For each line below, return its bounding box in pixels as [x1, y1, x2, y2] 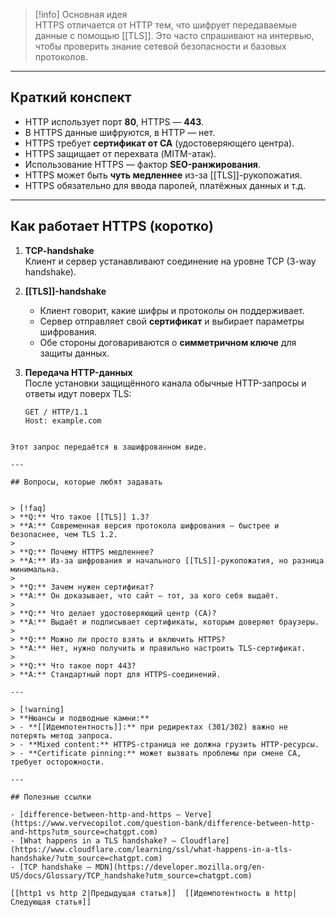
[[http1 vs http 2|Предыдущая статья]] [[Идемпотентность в [10, 888, 271, 898]
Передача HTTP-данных [24, 366, 133, 378]
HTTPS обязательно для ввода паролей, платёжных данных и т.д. [24, 179, 307, 191]
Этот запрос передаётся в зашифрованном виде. [10, 442, 208, 452]
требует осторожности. [10, 757, 105, 767]
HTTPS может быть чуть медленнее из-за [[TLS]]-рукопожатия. [24, 169, 303, 181]
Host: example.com [24, 415, 102, 426]
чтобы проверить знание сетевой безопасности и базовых [34, 40, 287, 52]
